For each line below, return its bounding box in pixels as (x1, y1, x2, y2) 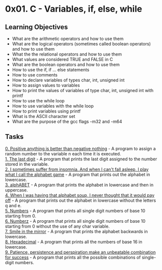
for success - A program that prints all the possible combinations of (5, 254, 141, 260)
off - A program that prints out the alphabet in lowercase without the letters (5, 197, 156, 203)
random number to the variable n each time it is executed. (5, 151, 121, 156)
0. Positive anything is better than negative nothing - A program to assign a (5, 145, 156, 152)
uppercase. (5, 187, 28, 193)
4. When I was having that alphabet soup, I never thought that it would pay (5, 192, 155, 198)
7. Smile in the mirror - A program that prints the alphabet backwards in (5, 228, 148, 234)
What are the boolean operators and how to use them (12, 62, 120, 67)
